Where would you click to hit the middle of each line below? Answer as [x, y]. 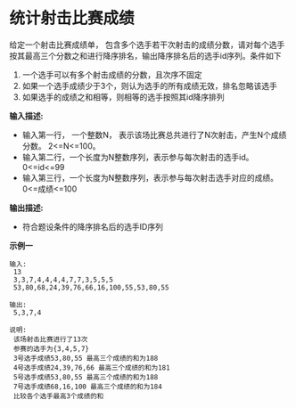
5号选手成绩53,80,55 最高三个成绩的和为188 [86, 377]
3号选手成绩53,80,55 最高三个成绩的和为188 [86, 358]
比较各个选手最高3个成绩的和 [58, 396]
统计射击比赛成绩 [72, 18]
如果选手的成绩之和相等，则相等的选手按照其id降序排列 [123, 97]
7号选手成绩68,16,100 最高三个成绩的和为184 [87, 387]
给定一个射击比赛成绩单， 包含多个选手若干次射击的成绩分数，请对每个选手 [147, 45]
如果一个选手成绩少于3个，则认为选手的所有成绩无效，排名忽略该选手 [150, 86]
